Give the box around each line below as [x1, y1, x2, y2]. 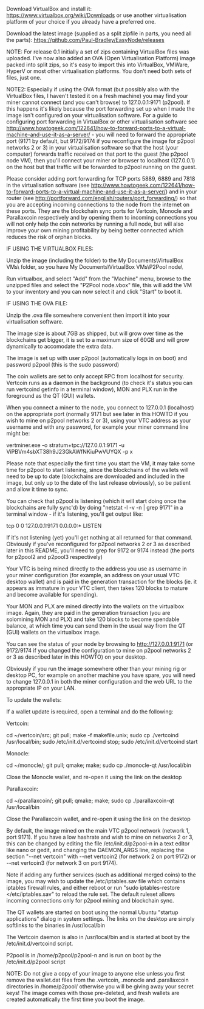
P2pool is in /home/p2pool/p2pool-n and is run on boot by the [6, 952, 161, 959]
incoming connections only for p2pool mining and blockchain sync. [6, 897, 174, 904]
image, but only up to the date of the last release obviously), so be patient [6, 479, 191, 486]
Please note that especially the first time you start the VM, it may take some [6, 460, 195, 467]
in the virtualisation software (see [6, 182, 90, 189]
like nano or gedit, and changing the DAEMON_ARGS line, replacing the [6, 847, 185, 853]
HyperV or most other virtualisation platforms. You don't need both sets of [6, 68, 192, 75]
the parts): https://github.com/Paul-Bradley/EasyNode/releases [6, 36, 165, 43]
